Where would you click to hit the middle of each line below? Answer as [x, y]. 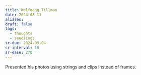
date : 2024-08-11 [23, 15]
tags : [11, 29]
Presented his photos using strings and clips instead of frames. [71, 67]
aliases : [14, 19]
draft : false [19, 24]
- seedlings [22, 39]
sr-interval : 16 [22, 48]
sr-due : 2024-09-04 [26, 43]
